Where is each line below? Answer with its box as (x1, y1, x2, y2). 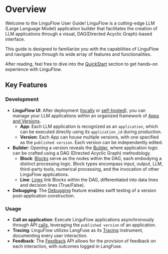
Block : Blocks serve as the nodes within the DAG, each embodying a (20, 155, 162, 161)
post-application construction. (12, 192, 75, 199)
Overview (5, 4, 47, 15)
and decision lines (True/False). (20, 182, 85, 188)
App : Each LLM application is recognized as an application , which (20, 123, 158, 129)
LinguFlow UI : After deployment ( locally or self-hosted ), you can (12, 107, 146, 113)
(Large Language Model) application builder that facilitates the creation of (5, 25, 158, 31)
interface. (5, 36, 25, 42)
